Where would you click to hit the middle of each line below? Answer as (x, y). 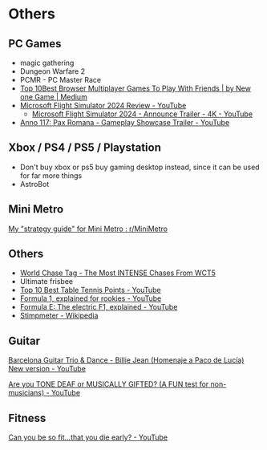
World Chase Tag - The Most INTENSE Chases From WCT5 (118, 273)
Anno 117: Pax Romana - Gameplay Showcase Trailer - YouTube (125, 122)
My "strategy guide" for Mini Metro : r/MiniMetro (88, 229)
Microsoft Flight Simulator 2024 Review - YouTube (103, 105)
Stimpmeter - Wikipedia (59, 316)
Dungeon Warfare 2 (53, 71)
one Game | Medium (54, 97)
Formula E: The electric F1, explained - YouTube (99, 307)
